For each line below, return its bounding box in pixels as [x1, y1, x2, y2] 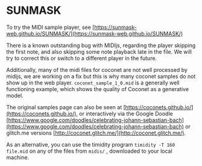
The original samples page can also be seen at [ [6, 103, 125, 110]
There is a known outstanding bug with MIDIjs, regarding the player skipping [6, 42, 196, 49]
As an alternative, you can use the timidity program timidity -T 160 [6, 141, 175, 148]
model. [6, 92, 24, 99]
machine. [6, 153, 30, 161]
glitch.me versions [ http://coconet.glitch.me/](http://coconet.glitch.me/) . [6, 129, 186, 136]
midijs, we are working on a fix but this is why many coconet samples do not [6, 72, 196, 80]
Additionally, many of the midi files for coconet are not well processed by [6, 66, 188, 73]
